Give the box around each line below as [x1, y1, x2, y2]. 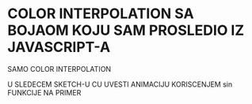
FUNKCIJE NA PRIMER [7, 87, 82, 97]
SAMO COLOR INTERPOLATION [7, 64, 112, 73]
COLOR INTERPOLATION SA [7, 5, 195, 23]
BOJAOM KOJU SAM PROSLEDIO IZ [7, 21, 245, 39]
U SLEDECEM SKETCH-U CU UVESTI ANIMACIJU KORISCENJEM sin [7, 80, 233, 89]
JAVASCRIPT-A [7, 39, 111, 56]
